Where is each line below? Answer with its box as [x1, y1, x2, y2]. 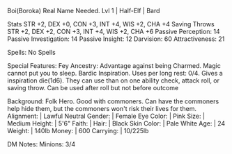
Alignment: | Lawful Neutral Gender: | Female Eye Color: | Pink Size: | [7, 112, 206, 120]
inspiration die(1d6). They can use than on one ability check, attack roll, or [7, 76, 220, 85]
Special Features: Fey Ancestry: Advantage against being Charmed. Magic [7, 62, 221, 69]
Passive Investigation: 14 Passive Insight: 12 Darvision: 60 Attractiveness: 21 [7, 35, 225, 43]
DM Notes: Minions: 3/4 [7, 140, 76, 148]
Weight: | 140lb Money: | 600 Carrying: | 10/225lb [7, 127, 149, 135]
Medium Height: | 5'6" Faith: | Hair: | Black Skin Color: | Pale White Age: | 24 [7, 119, 226, 128]
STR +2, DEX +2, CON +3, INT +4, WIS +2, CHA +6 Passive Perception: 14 [7, 28, 221, 35]
